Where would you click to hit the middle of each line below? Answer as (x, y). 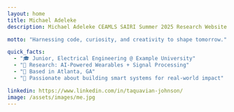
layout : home (26, 14)
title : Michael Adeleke (42, 20)
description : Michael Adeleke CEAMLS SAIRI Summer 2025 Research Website (117, 27)
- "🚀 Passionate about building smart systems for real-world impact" (119, 78)
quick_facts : (26, 52)
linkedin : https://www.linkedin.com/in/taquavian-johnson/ (95, 91)
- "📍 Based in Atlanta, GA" (55, 71)
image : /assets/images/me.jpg (51, 97)
